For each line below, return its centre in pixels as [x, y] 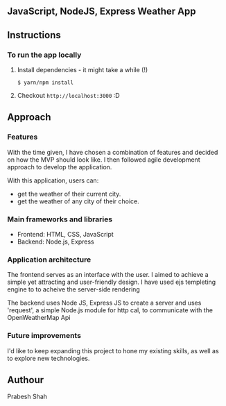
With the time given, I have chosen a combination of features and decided [113, 152]
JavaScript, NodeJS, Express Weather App [102, 11]
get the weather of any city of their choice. [78, 201]
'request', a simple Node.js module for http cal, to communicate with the [110, 310]
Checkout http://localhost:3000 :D [68, 96]
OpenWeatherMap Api [39, 318]
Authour [26, 380]
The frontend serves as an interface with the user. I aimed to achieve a [108, 275]
